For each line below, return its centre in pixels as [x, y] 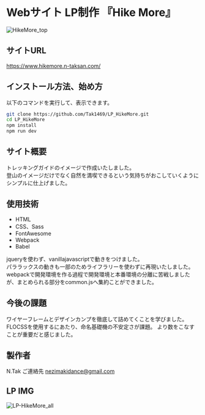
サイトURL [27, 50]
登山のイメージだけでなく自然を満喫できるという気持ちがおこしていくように [103, 175]
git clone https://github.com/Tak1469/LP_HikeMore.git [78, 114]
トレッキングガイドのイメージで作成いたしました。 [71, 167]
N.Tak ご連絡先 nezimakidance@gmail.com [61, 372]
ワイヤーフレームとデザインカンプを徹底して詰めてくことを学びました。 [97, 319]
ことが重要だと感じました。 [41, 334]
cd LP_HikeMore [26, 120]
